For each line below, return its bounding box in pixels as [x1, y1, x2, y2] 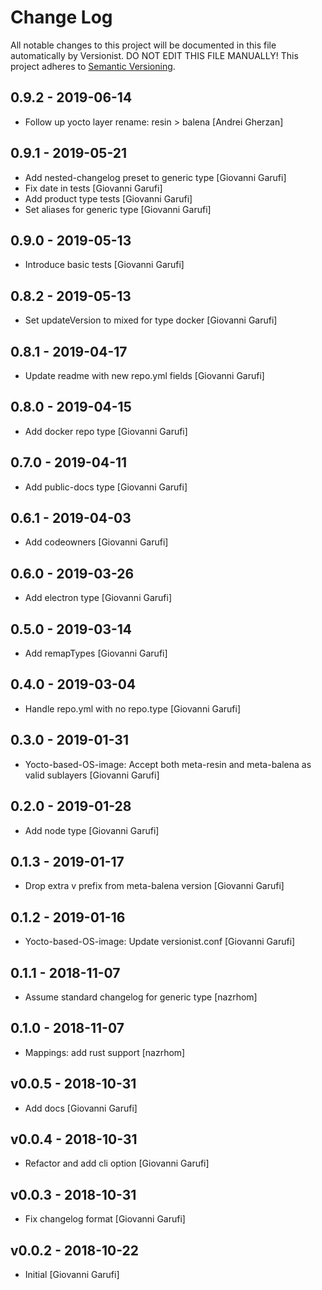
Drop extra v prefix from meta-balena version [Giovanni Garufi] [24, 880, 285, 892]
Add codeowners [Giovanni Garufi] [24, 536, 169, 548]
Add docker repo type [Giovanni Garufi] [24, 425, 188, 437]
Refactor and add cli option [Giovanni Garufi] [24, 1157, 210, 1170]
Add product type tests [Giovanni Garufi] [24, 192, 193, 205]
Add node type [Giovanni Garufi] [24, 824, 160, 836]
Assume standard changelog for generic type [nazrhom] [24, 991, 258, 1003]
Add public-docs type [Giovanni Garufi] [24, 481, 188, 493]
